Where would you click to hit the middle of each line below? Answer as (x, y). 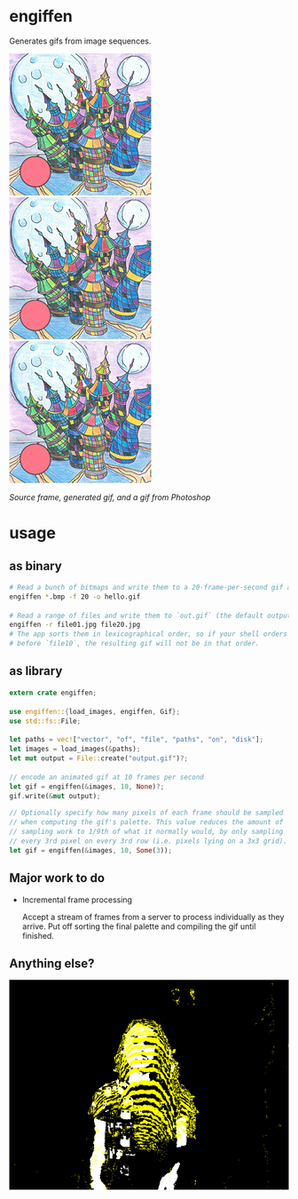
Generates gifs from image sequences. (80, 41)
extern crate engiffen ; (53, 693)
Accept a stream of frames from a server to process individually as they (153, 917)
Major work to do (57, 878)
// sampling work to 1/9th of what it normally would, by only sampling (146, 832)
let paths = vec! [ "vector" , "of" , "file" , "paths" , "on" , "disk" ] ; (137, 740)
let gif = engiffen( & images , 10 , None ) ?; (87, 786)
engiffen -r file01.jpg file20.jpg (75, 625)
